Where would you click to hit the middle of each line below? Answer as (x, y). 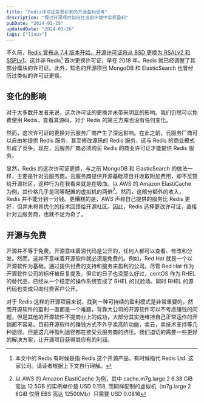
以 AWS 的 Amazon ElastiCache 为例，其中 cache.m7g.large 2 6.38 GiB (104, 379)
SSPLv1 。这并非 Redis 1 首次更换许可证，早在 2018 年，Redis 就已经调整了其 (101, 60)
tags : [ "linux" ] (27, 35)
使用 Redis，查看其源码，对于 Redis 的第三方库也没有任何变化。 (91, 120)
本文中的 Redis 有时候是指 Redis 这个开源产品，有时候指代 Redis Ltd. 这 (104, 358)
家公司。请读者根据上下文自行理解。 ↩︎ (63, 366)
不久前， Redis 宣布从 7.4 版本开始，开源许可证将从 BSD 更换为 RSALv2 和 (98, 53)
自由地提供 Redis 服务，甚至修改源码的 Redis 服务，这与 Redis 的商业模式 (103, 140)
